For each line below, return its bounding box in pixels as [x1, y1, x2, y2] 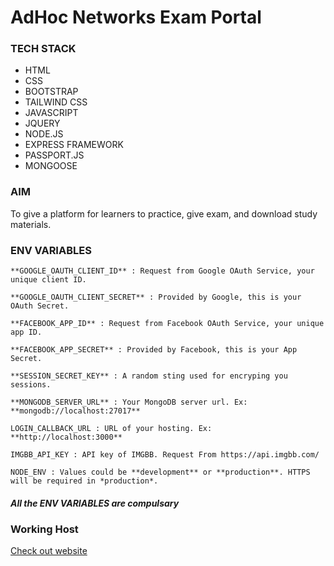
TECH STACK [10, 42, 77, 56]
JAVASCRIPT [24, 107, 79, 119]
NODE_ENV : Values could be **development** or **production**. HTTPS [10, 467, 311, 478]
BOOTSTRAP [24, 86, 79, 98]
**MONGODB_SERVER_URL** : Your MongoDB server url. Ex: [10, 397, 248, 408]
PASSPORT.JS [24, 149, 85, 161]
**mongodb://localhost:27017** [10, 406, 141, 416]
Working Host [10, 522, 79, 536]
